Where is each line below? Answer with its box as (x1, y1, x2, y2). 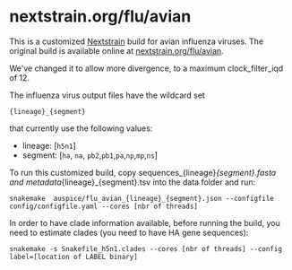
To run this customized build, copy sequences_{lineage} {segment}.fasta (9, 167, 277, 178)
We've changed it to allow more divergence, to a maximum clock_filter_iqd (9, 63, 284, 74)
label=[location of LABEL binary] (9, 252, 139, 261)
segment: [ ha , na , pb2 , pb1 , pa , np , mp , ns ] (21, 150, 159, 161)
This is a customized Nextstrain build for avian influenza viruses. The (9, 36, 264, 47)
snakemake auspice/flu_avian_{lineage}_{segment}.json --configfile (9, 194, 275, 203)
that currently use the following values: (9, 123, 153, 134)
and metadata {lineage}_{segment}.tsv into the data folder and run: (9, 177, 256, 187)
